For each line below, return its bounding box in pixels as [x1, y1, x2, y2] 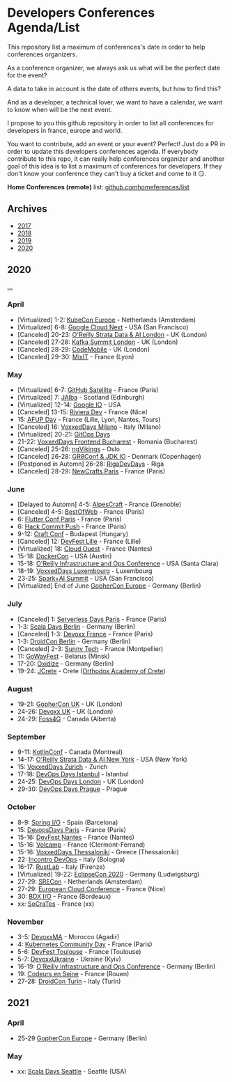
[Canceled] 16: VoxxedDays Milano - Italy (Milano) [17, 423, 162, 431]
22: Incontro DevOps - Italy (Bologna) [17, 855, 125, 863]
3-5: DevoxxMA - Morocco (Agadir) [17, 932, 120, 941]
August [7, 684, 33, 693]
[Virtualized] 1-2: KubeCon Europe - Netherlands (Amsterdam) [17, 315, 196, 324]
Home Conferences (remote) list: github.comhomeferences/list [7, 182, 190, 191]
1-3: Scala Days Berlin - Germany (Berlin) [17, 622, 136, 631]
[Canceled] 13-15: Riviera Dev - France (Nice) [17, 408, 148, 416]
